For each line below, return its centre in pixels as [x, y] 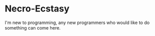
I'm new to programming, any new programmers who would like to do [77, 22]
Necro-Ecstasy [37, 9]
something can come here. [33, 27]
